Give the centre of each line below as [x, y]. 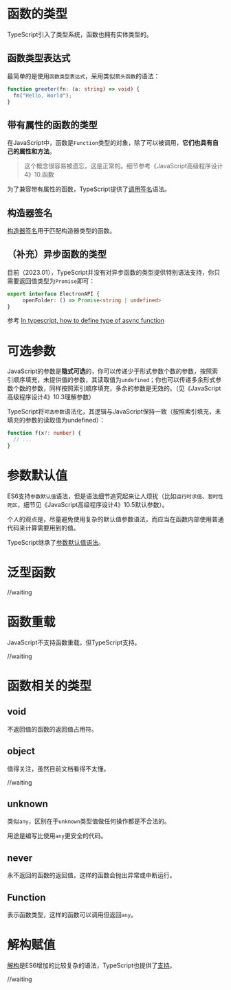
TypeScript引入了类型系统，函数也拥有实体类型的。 [80, 34]
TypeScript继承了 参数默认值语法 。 [56, 542]
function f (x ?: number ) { [44, 434]
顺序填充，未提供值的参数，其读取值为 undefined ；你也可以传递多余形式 [114, 380]
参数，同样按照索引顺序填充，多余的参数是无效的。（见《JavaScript [126, 388]
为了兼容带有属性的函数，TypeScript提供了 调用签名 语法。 [89, 189]
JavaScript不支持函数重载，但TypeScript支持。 [74, 642]
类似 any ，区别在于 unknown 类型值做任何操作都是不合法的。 [89, 821]
